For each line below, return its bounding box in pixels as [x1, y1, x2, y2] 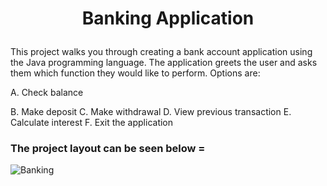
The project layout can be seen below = [10, 142, 206, 156]
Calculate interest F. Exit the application [10, 117, 174, 129]
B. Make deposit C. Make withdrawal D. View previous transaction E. [10, 106, 292, 118]
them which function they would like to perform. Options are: [10, 67, 261, 79]
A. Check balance [10, 87, 84, 99]
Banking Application [81, 7, 255, 30]
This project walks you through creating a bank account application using [10, 46, 313, 58]
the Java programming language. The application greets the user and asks [10, 57, 318, 69]
